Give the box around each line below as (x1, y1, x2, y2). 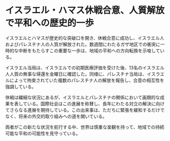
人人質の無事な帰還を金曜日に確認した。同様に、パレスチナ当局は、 (5, 71, 147, 77)
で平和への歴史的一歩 (5, 17, 95, 29)
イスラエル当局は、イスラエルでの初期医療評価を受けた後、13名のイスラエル (5, 64, 165, 71)
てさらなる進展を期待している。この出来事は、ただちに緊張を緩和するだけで (5, 107, 165, 113)
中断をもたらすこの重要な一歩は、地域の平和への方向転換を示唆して (18, 48, 160, 54)
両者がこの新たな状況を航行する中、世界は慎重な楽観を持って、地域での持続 (5, 124, 164, 130)
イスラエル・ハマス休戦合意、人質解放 (5, 5, 165, 16)
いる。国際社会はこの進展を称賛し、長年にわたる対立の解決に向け (27, 101, 165, 107)
